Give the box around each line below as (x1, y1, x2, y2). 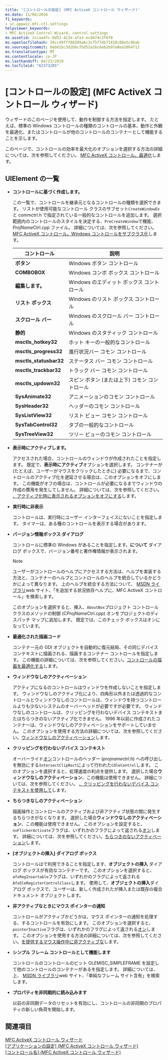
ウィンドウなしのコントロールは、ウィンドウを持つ (34, 697, 140, 703)
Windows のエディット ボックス (68, 279, 143, 286)
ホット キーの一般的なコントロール (68, 339, 150, 346)
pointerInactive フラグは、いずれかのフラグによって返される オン (12, 926, 147, 932)
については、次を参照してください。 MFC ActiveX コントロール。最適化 (5, 152, 152, 158)
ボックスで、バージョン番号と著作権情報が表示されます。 (22, 548, 140, 554)
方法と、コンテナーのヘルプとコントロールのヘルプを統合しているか (12, 574, 152, 580)
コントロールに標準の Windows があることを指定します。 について (12, 542, 147, 548)
